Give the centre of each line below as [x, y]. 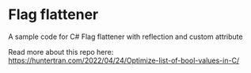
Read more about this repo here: [61, 52]
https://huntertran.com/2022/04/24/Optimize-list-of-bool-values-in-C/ [124, 60]
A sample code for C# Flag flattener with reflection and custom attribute [125, 36]
